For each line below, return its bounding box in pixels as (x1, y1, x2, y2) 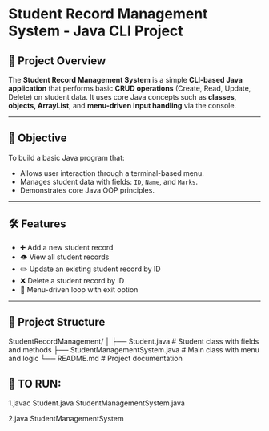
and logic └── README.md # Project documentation (8, 354, 183, 364)
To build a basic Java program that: (8, 152, 126, 162)
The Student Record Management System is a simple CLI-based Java (8, 75, 243, 84)
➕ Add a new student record (19, 242, 114, 252)
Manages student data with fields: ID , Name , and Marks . (19, 177, 199, 186)
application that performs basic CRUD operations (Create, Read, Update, (8, 83, 251, 93)
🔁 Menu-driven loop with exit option (19, 284, 139, 294)
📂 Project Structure (8, 315, 106, 329)
